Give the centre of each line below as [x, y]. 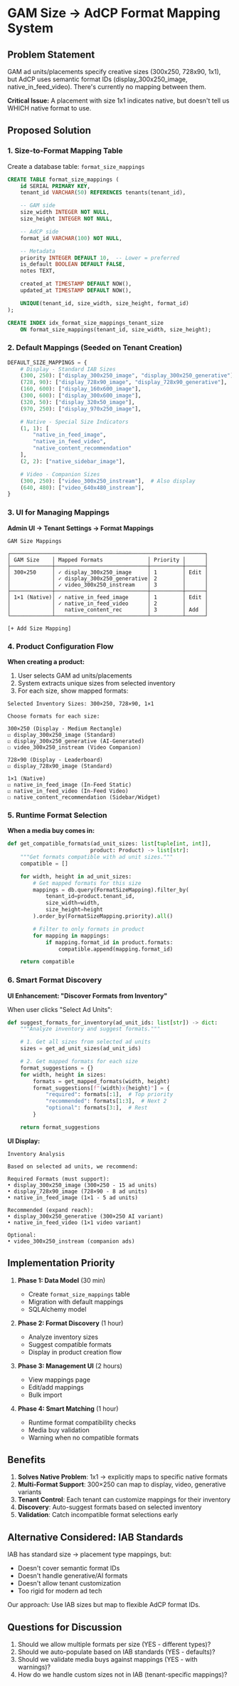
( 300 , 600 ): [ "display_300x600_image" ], [81, 396]
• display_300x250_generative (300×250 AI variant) [85, 1216]
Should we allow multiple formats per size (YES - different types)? [114, 1645]
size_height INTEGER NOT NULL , [67, 219]
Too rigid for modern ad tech [60, 1591]
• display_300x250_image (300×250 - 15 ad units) [83, 1185]
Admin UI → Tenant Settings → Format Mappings [81, 528]
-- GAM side [38, 206]
